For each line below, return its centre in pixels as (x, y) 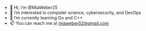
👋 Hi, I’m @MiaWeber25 (34, 8)
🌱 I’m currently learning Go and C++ (46, 18)
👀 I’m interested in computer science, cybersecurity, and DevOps (75, 13)
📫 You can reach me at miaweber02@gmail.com (59, 23)
